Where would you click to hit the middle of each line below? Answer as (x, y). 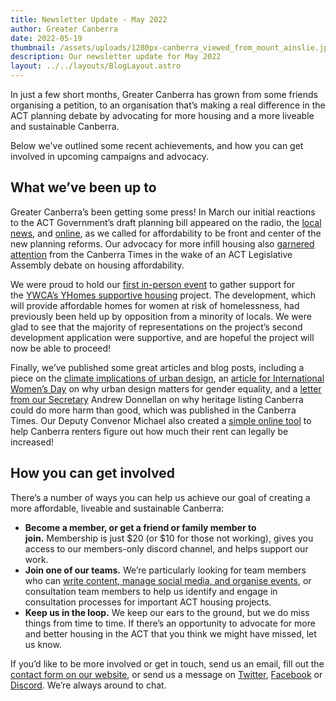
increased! (32, 442)
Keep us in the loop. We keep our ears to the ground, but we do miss (167, 612)
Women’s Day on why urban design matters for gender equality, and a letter (166, 388)
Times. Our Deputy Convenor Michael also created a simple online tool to (161, 420)
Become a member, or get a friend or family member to (140, 527)
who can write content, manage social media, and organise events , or (168, 580)
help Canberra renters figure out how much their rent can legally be (149, 431)
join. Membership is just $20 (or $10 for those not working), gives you (169, 538)
